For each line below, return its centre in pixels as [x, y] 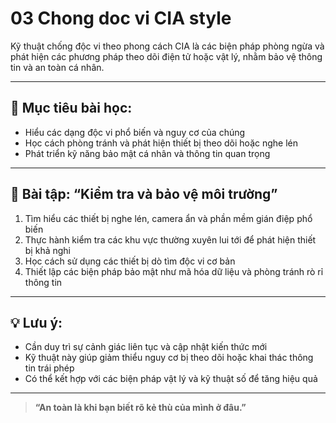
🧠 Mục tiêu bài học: [71, 108]
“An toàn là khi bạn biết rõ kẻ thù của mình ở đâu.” [140, 408]
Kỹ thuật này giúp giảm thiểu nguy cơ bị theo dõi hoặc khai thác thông [169, 358]
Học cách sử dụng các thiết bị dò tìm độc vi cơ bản [130, 261]
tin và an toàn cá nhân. [57, 67]
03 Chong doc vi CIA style [121, 18]
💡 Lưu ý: [36, 322]
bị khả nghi [47, 250]
